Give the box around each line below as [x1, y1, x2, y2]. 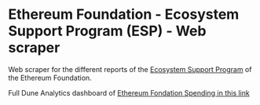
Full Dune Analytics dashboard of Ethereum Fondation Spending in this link [8, 88, 250, 97]
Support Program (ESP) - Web [8, 22, 207, 40]
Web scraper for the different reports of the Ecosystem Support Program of [8, 64, 252, 74]
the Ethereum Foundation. [8, 73, 92, 82]
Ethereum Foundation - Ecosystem [8, 5, 240, 24]
